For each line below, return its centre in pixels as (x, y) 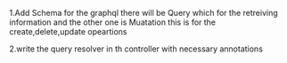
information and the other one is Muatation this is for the (113, 22)
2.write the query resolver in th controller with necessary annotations (136, 49)
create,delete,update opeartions (68, 31)
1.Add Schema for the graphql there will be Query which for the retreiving (143, 13)
